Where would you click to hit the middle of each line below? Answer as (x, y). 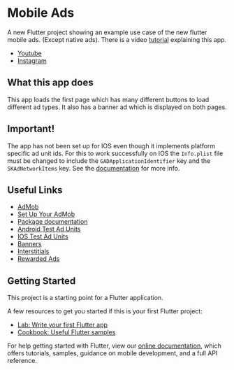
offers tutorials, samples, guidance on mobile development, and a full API (112, 353)
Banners (29, 244)
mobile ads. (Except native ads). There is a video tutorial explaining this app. (117, 39)
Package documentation (52, 222)
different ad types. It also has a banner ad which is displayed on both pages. (117, 107)
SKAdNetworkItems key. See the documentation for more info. (94, 168)
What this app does (50, 83)
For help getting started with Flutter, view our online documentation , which (115, 346)
